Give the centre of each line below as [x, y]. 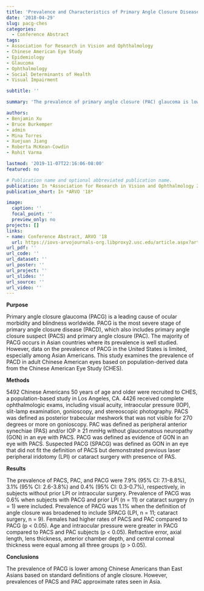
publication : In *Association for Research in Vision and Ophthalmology [100, 186]
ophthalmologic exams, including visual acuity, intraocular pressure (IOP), [98, 405]
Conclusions [23, 557]
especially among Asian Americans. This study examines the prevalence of [100, 356]
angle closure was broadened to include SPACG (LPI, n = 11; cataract [92, 513]
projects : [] [23, 225]
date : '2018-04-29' [31, 18]
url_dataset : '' [27, 260]
